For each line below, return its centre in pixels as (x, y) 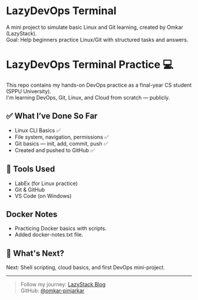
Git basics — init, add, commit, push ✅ (61, 143)
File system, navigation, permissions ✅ (62, 137)
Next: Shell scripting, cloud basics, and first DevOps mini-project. (85, 268)
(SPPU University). (29, 91)
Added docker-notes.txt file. (49, 235)
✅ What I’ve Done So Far (52, 116)
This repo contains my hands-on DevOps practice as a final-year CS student (99, 85)
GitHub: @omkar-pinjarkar (52, 291)
